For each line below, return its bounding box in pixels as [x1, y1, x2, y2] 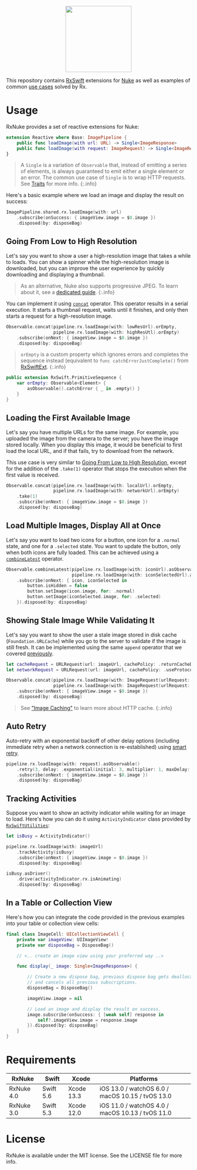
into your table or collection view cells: [6, 919, 99, 926]
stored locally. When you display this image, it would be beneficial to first [6, 441, 183, 448]
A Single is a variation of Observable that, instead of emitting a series [20, 162, 187, 169]
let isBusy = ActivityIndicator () [6, 833, 91, 839]
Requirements [6, 1054, 76, 1067]
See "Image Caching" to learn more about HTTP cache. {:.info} [20, 704, 173, 711]
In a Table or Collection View [6, 898, 113, 908]
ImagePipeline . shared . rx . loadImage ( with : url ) [6, 209, 122, 215]
